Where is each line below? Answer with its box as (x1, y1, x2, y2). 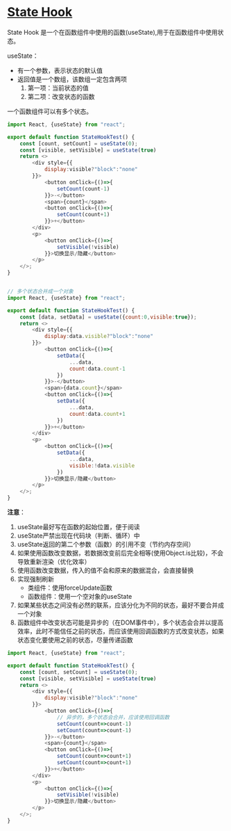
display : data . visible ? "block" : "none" (44, 333, 154, 340)
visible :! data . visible (69, 462, 135, 469)
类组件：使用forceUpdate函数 (27, 583, 112, 592)
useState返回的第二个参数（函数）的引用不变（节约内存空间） (17, 540, 195, 549)
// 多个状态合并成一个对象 (7, 288, 74, 296)
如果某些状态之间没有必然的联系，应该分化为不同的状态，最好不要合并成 (17, 601, 224, 609)
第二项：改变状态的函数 (27, 92, 95, 101)
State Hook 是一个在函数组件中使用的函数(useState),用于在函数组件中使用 (7, 28, 219, 36)
